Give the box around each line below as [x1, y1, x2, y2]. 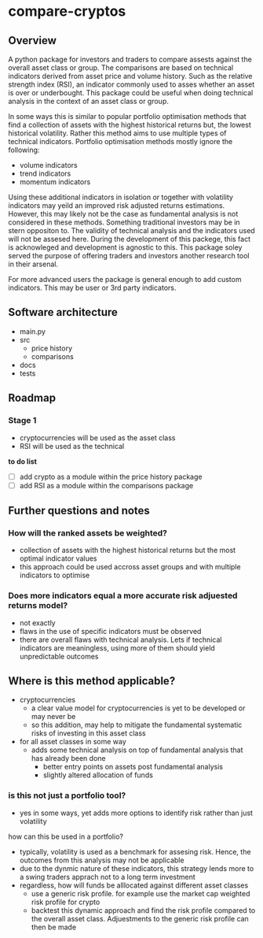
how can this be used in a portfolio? [8, 832, 124, 841]
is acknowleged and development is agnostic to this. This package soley [8, 243, 243, 252]
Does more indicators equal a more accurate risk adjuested [8, 590, 238, 601]
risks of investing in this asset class [31, 729, 147, 738]
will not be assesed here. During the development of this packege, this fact [8, 235, 251, 243]
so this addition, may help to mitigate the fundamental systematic [31, 720, 243, 730]
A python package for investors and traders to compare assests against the [8, 54, 253, 64]
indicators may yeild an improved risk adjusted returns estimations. [8, 201, 225, 210]
